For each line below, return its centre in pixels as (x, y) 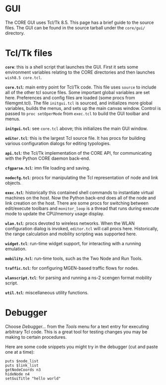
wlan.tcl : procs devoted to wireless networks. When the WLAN (70, 223)
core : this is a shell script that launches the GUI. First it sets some (72, 67)
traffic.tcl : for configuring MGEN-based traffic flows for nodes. (72, 268)
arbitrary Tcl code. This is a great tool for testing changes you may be (76, 332)
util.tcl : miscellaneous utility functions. (47, 292)
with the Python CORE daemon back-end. (48, 158)
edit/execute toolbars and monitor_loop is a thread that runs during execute (82, 208)
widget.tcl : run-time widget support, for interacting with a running (73, 243)
